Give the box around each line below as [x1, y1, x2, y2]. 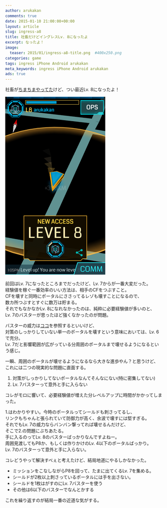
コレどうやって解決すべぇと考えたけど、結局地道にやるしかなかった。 [5, 457, 149, 463]
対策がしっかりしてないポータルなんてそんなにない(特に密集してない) [12, 375, 156, 381]
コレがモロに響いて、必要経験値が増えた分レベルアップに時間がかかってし [5, 392, 158, 398]
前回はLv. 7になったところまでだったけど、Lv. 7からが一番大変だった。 [5, 281, 151, 287]
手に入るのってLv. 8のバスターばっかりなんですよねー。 [5, 434, 120, 440]
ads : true [5, 72, 26, 77]
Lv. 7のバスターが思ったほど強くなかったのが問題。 [5, 312, 111, 318]
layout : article [5, 24, 39, 29]
